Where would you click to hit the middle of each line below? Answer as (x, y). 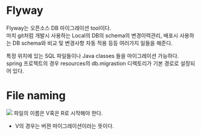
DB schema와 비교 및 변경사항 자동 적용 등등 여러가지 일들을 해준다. (93, 43)
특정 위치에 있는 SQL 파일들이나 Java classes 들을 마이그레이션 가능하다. (93, 55)
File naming (36, 96)
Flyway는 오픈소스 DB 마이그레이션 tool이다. (59, 28)
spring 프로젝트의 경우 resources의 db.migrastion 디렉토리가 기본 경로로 (93, 63)
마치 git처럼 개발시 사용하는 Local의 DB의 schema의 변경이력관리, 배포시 (92, 35)
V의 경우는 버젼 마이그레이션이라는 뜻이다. (65, 126)
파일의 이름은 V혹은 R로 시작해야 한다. (58, 113)
